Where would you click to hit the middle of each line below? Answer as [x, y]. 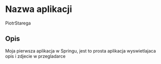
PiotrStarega [18, 23]
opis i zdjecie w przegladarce [35, 56]
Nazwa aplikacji [39, 9]
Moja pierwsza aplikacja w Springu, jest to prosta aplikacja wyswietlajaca [80, 50]
